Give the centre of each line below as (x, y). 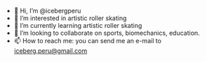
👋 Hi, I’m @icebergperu (47, 11)
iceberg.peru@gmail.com (51, 51)
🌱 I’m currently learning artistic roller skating (78, 25)
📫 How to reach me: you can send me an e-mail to (87, 41)
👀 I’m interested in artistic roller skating (70, 18)
